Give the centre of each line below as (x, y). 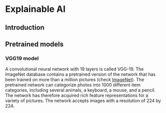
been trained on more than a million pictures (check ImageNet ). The (75, 80)
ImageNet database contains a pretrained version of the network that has (81, 74)
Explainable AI (35, 9)
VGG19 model (22, 58)
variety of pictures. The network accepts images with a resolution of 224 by (83, 101)
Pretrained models (34, 44)
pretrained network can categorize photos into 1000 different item (73, 85)
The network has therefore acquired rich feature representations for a (77, 96)
